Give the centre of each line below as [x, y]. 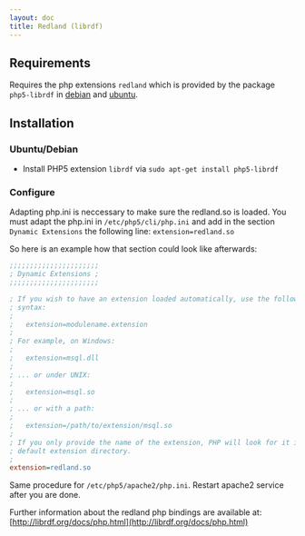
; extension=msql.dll [54, 358]
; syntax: [28, 307]
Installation [42, 123]
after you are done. [45, 495]
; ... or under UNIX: [50, 375]
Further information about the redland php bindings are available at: [136, 512]
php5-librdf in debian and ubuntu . [74, 94]
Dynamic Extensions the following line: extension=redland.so [122, 232]
